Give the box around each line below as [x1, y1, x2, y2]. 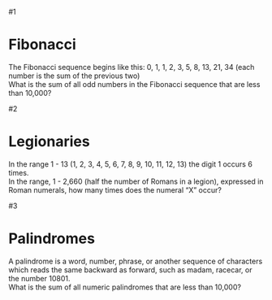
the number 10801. [8, 273, 71, 283]
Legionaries [8, 133, 91, 151]
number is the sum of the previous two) [8, 71, 140, 80]
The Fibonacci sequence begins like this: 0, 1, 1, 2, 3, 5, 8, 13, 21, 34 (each [8, 62, 255, 72]
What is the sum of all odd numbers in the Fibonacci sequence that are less [8, 79, 261, 89]
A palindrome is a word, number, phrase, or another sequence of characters [8, 256, 263, 266]
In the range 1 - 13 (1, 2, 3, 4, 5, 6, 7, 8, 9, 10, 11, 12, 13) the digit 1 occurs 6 [8, 159, 253, 169]
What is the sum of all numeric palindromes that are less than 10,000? [8, 282, 242, 292]
